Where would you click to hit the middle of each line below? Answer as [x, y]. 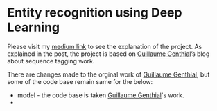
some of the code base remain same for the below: [80, 81]
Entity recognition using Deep [95, 13]
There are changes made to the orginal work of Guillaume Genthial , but [108, 74]
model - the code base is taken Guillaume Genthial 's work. [101, 95]
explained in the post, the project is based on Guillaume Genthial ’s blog [108, 54]
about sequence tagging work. [51, 61]
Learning [34, 27]
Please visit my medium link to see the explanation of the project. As [105, 46]
